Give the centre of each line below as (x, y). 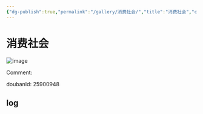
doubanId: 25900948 (33, 84)
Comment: (19, 72)
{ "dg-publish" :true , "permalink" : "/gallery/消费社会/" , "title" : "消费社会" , (99, 12)
